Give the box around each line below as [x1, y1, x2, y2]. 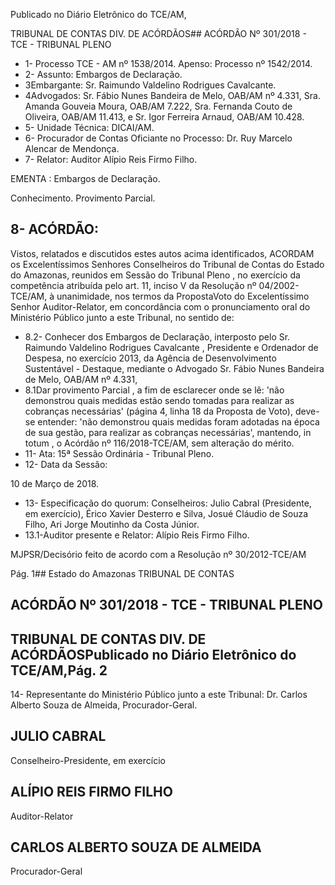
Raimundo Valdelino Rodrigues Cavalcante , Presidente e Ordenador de [24, 341, 319, 353]
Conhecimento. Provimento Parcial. [10, 192, 156, 204]
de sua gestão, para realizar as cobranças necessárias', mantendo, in [24, 426, 312, 438]
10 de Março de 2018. [10, 477, 100, 489]
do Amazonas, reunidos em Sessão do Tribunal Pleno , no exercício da [10, 269, 301, 281]
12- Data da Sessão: [24, 458, 108, 470]
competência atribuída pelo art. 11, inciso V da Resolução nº [10, 279, 257, 291]
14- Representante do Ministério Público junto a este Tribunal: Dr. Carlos [10, 689, 308, 701]
